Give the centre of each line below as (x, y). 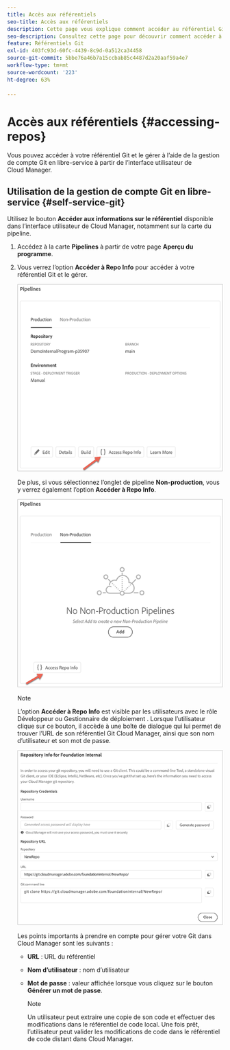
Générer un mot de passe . (65, 991)
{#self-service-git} (84, 202)
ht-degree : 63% (29, 80)
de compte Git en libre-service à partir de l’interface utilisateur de (100, 163)
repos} (27, 136)
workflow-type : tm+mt (38, 65)
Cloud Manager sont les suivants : (65, 944)
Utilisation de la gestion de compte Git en (97, 191)
